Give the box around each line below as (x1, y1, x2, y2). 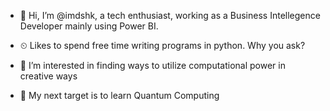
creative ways (19, 70, 78, 82)
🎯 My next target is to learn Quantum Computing (19, 90, 220, 101)
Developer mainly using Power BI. (19, 20, 159, 32)
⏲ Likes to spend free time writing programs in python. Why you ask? (19, 40, 306, 51)
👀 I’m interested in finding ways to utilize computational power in (19, 60, 286, 71)
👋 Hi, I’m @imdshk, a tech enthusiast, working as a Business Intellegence (19, 10, 321, 21)
